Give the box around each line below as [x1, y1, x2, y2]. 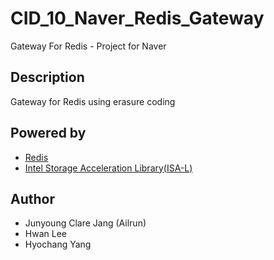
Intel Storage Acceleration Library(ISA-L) [24, 162, 193, 174]
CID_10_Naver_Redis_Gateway [10, 7, 265, 30]
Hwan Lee [24, 228, 67, 240]
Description [10, 69, 85, 86]
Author [10, 190, 55, 207]
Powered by [10, 125, 87, 142]
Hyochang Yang [24, 238, 92, 251]
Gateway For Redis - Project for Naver [10, 40, 167, 52]
